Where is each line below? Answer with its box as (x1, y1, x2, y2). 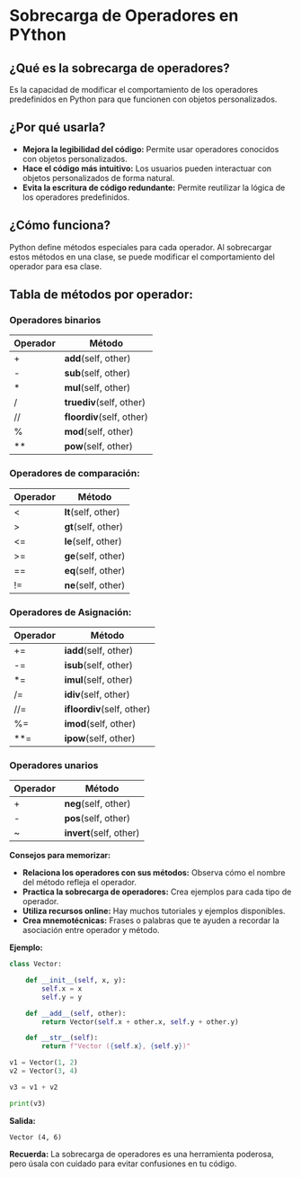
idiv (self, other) (64, 688, 130, 701)
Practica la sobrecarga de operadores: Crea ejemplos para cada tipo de (22, 886, 292, 897)
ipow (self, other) (64, 731, 136, 744)
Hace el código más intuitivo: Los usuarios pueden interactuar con (22, 163, 272, 174)
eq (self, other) (64, 564, 126, 576)
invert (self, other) (64, 827, 140, 839)
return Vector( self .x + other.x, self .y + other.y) (41, 1017, 240, 1027)
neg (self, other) (64, 798, 131, 811)
